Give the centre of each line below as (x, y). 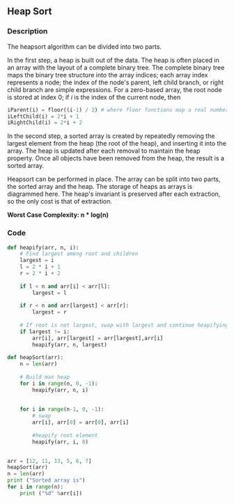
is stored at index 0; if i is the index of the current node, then (94, 97)
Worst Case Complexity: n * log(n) (58, 215)
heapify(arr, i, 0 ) (61, 442)
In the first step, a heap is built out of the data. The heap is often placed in (113, 60)
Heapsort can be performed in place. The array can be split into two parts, (114, 179)
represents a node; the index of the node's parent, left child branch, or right (116, 82)
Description (28, 31)
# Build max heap (45, 377)
